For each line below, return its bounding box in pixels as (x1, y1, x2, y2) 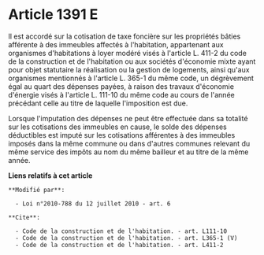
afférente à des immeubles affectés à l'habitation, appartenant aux (8, 39, 224, 49)
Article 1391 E (8, 6, 99, 24)
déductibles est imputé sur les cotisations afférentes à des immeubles (8, 130, 236, 139)
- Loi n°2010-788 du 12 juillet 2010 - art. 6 (15, 199, 171, 208)
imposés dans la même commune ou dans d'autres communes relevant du (8, 139, 251, 148)
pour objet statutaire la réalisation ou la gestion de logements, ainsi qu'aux (8, 65, 250, 74)
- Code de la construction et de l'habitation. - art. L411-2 (15, 241, 224, 249)
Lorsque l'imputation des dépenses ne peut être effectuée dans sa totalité (8, 113, 248, 123)
